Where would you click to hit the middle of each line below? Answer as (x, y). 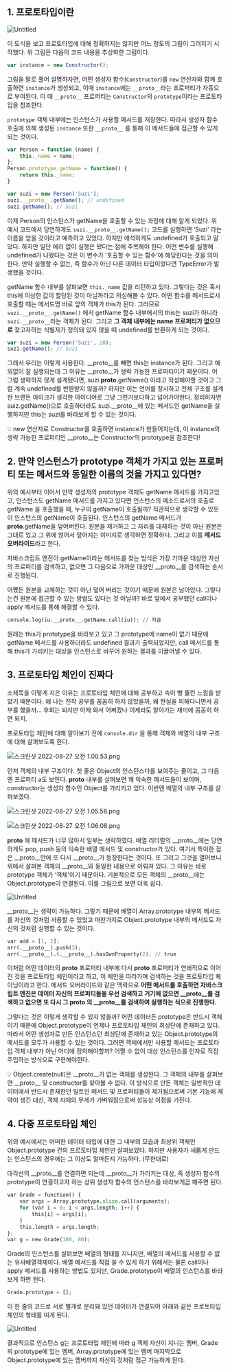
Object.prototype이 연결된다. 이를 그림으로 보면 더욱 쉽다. (85, 883)
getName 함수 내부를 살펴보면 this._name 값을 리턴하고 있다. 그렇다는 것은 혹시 (114, 286)
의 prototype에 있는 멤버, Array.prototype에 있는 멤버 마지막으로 (94, 1352)
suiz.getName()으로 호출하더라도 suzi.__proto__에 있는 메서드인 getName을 (110, 406)
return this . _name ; (47, 175)
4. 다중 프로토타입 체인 (52, 1124)
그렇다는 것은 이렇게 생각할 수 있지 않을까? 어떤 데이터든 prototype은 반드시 (108, 1017)
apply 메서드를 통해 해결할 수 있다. (53, 607)
